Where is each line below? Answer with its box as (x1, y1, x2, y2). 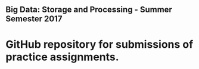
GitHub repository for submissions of (5, 38, 194, 51)
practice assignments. (5, 50, 120, 64)
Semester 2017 (5, 14, 63, 24)
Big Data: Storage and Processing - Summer (5, 5, 172, 15)
